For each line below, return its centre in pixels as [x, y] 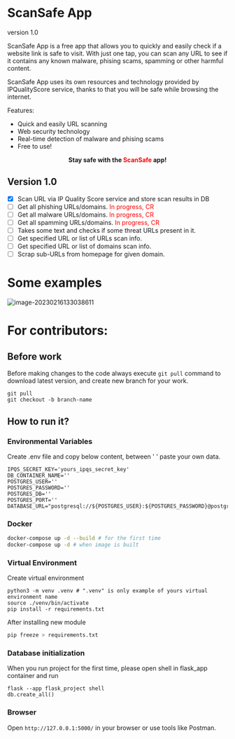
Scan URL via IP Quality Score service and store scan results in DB [113, 198]
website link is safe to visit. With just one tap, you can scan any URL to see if [117, 53]
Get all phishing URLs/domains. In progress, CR [86, 206]
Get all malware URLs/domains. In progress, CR [86, 215]
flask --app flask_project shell [56, 689]
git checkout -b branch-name [50, 400]
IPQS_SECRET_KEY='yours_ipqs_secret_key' [69, 469]
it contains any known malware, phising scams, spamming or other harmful [115, 60]
